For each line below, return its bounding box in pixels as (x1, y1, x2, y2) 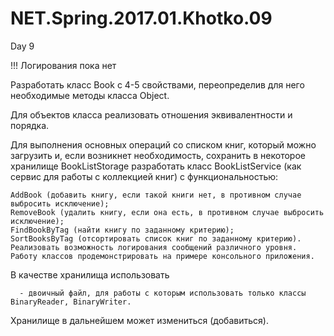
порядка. (10, 119, 50, 131)
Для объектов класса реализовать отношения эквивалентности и (10, 108, 293, 121)
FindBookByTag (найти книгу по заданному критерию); (10, 225, 235, 235)
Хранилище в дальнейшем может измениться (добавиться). (10, 314, 269, 326)
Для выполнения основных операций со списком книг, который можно (10, 138, 317, 151)
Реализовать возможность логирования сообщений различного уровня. (10, 242, 298, 252)
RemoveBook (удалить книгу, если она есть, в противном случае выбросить (10, 207, 325, 217)
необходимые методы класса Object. (10, 89, 170, 101)
